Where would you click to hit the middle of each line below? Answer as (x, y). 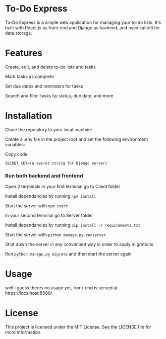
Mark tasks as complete (30, 76)
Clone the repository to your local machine (49, 129)
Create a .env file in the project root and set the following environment (77, 139)
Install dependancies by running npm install (51, 196)
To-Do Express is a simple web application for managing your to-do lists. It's (83, 22)
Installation (29, 116)
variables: (15, 144)
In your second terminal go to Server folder (49, 215)
